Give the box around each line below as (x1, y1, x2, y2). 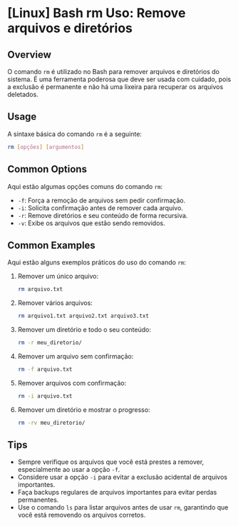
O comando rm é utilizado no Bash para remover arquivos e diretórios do (7, 68, 219, 76)
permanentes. (17, 495, 59, 504)
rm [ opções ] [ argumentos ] (7, 143, 84, 150)
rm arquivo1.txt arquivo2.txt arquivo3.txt (17, 312, 150, 320)
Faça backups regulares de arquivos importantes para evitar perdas (17, 488, 217, 497)
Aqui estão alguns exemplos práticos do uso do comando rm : (7, 258, 187, 267)
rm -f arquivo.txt (17, 366, 73, 373)
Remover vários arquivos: (17, 299, 93, 307)
